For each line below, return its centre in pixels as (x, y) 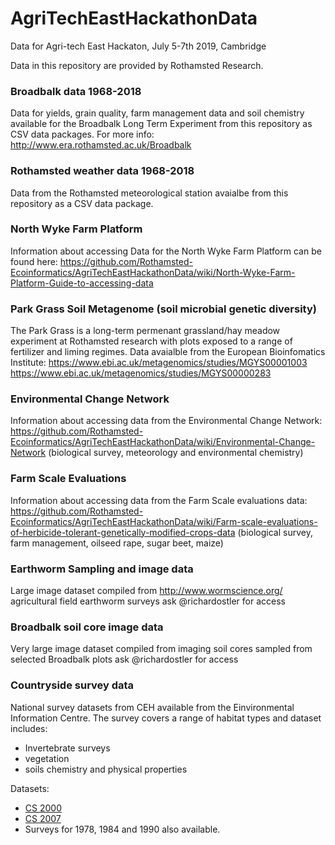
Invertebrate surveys (67, 748)
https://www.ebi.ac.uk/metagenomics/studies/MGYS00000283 (141, 373)
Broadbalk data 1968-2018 (76, 91)
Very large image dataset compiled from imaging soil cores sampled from (161, 649)
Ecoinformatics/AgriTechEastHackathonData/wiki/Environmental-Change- (163, 442)
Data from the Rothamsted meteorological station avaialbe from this (149, 193)
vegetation (47, 758)
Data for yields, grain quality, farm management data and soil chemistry (157, 113)
